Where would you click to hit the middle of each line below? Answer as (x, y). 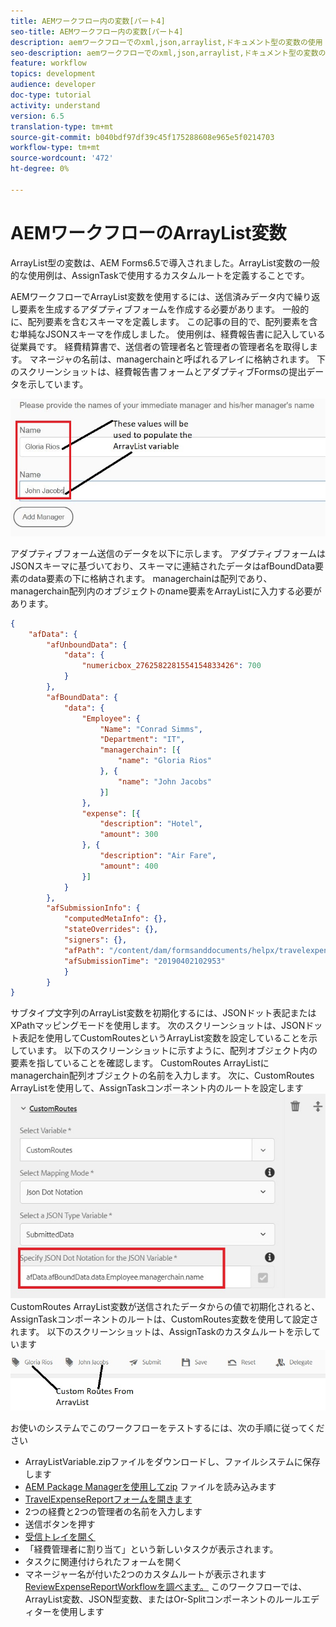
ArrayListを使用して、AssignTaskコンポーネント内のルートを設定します (157, 1088)
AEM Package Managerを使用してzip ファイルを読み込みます (150, 1486)
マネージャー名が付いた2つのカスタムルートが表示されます (145, 1574)
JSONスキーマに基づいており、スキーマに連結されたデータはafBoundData (163, 566)
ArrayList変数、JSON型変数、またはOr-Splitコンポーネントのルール (163, 1599)
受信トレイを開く (60, 1536)
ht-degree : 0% (40, 169)
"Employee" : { (111, 718)
